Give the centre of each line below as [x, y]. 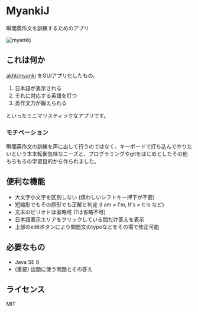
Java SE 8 [27, 262]
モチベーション [27, 132]
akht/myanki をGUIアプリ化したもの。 [52, 75]
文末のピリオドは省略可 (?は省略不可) [60, 212]
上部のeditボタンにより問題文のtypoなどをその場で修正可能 [87, 227]
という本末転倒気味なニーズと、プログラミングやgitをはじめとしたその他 [99, 154]
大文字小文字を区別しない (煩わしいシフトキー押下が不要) [85, 197]
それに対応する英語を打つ [46, 95]
